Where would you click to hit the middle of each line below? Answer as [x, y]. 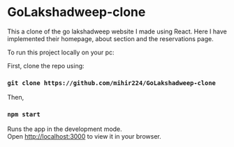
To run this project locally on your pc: [61, 52]
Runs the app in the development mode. [65, 129]
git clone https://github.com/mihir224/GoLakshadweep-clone [112, 83]
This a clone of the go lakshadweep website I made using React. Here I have [117, 31]
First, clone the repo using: [46, 65]
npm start [24, 115]
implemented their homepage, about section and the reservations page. [111, 38]
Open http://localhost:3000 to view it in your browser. [85, 136]
